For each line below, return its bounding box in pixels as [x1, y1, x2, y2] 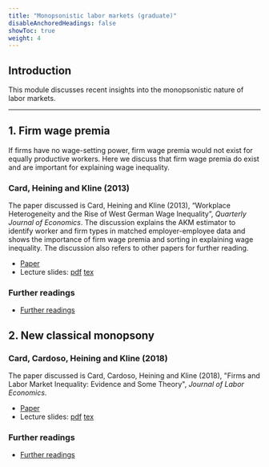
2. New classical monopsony [8, 328, 155, 342]
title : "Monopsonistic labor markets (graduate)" [8, 11, 178, 20]
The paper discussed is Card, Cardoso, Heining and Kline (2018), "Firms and [8, 371, 260, 380]
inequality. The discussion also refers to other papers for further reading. [8, 244, 249, 253]
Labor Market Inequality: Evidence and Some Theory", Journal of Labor [8, 380, 244, 389]
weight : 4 [8, 34, 42, 42]
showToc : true [8, 26, 56, 34]
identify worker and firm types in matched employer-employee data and [8, 226, 246, 236]
